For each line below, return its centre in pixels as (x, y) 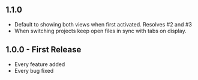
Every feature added (40, 64)
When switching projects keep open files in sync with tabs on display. (100, 31)
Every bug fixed (34, 70)
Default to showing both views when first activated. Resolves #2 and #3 (103, 24)
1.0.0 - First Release (43, 50)
